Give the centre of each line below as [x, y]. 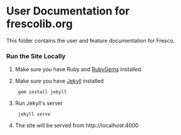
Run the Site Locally [36, 56]
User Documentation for [68, 11]
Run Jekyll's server [39, 103]
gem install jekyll [42, 92]
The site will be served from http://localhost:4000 [77, 125]
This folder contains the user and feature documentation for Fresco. [91, 40]
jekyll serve [34, 115]
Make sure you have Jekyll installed [59, 81]
